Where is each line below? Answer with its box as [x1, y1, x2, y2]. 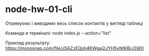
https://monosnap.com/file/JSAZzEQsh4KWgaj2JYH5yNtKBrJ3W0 [5, 45, 144, 51]
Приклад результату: [5, 39, 51, 46]
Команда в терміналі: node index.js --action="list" [5, 30, 112, 36]
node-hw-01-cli [5, 4, 73, 15]
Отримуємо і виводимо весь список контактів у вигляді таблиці [5, 20, 143, 26]
